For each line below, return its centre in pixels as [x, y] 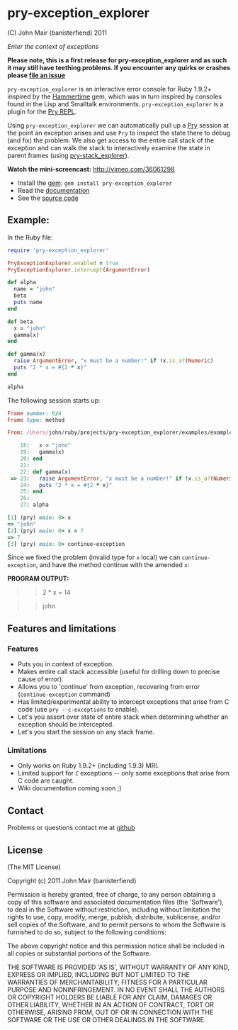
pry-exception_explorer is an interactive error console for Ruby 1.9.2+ [110, 89]
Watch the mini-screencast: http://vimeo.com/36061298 [91, 169]
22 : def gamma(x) [46, 472]
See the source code [48, 198]
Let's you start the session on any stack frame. [86, 732]
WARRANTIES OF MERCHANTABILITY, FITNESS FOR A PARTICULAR [107, 982]
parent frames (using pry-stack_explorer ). [68, 155]
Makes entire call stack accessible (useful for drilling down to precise [119, 672]
